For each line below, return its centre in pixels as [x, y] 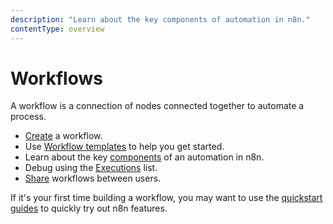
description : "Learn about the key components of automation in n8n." [160, 19]
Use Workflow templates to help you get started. [124, 147]
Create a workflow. [63, 136]
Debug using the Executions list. [91, 168]
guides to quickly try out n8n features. [89, 208]
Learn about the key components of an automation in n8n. [144, 157]
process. [28, 117]
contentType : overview [57, 29]
